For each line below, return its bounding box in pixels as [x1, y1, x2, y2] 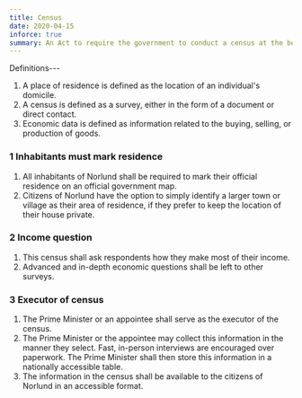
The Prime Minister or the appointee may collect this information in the [22, 333, 284, 344]
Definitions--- [9, 63, 60, 74]
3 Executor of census [9, 293, 104, 305]
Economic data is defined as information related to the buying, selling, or [22, 119, 292, 129]
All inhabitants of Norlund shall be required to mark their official [22, 171, 258, 181]
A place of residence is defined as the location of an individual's [22, 80, 261, 91]
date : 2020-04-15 [9, 22, 75, 31]
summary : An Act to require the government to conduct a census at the [9, 38, 283, 48]
